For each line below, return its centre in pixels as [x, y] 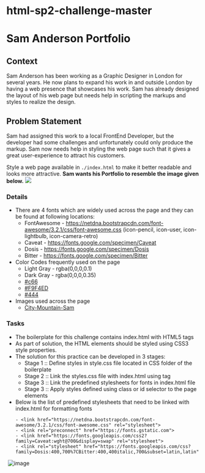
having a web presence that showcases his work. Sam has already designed [102, 89]
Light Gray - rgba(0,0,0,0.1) [58, 269]
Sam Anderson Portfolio [69, 39]
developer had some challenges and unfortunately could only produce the [100, 142]
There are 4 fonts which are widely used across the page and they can [104, 210]
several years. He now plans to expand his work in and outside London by [99, 83]
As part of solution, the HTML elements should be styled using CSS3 [102, 343]
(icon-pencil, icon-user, [152, 229]
